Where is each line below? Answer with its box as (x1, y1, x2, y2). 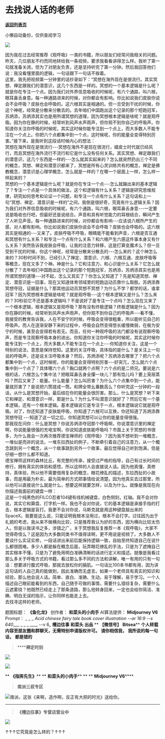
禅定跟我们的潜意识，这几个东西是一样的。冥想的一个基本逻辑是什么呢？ (13, 82, 160, 89)
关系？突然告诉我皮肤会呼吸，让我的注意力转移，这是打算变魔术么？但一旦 (9, 242, 160, 248)
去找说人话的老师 (5, 4, 75, 16)
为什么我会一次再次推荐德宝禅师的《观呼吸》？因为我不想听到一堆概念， (13, 433, 160, 439)
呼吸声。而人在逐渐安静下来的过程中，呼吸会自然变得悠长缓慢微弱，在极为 (5, 322, 156, 328)
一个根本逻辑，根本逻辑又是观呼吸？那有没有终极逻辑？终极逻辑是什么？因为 (5, 303, 160, 310)
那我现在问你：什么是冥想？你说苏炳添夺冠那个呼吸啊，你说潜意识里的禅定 (5, 420, 156, 426)
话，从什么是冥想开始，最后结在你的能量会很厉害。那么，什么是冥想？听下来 (5, 389, 160, 396)
